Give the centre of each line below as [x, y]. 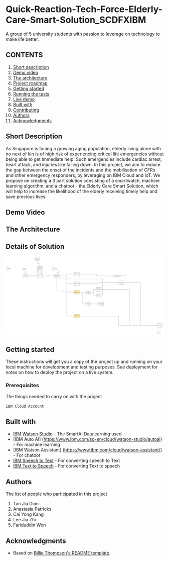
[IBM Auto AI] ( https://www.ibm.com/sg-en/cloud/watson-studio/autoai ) [88, 439]
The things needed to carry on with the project [54, 396]
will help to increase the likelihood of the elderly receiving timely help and [81, 191]
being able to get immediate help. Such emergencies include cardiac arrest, [84, 159]
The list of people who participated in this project [56, 494]
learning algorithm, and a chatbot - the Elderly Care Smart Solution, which [82, 186]
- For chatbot [27, 455]
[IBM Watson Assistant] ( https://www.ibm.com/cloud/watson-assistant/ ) [88, 450]
